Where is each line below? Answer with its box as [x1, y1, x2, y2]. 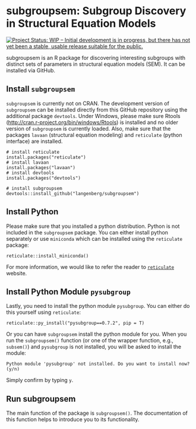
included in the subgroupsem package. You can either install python [6, 228, 168, 236]
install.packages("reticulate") [6, 154, 86, 160]
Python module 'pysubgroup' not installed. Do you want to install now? [6, 361, 190, 367]
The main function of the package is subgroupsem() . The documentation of [6, 409, 188, 417]
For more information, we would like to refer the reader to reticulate [6, 263, 175, 271]
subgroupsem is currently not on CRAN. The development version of [6, 100, 169, 107]
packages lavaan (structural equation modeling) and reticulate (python [6, 131, 182, 138]
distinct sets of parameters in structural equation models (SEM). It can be [6, 61, 185, 68]
